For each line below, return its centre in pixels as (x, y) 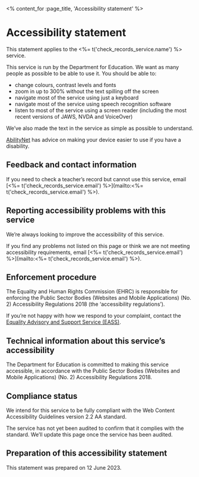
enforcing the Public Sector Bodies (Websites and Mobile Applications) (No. (99, 298)
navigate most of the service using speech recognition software (93, 104)
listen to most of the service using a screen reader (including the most (101, 110)
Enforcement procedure (51, 277)
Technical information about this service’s (86, 341)
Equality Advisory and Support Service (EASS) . (64, 322)
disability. (18, 146)
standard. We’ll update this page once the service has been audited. (90, 434)
